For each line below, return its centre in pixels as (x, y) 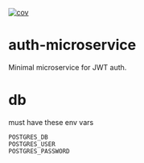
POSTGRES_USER (32, 144)
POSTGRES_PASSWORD (39, 151)
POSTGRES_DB (28, 137)
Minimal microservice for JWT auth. (68, 67)
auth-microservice (72, 45)
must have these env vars (51, 122)
